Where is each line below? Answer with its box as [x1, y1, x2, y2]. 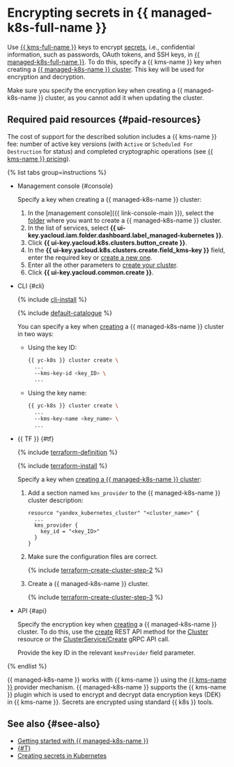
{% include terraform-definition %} [17, 448, 118, 456]
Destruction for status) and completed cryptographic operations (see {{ [7, 147, 214, 155]
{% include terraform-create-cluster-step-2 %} [27, 566, 164, 574]
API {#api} [17, 606, 47, 615]
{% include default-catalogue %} [17, 309, 113, 317]
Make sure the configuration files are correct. [27, 552, 158, 560]
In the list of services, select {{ [27, 224, 116, 232]
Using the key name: [27, 389, 87, 397]
